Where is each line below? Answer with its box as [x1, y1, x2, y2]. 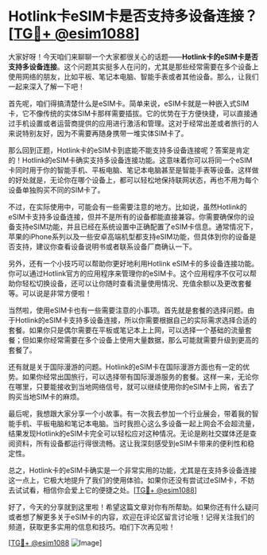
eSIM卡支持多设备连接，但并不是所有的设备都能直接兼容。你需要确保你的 [8, 212, 248, 221]
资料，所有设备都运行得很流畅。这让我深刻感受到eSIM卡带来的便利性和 [14, 438, 248, 448]
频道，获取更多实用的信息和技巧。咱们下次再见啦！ [8, 522, 176, 531]
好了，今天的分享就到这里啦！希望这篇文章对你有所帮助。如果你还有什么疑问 [8, 502, 259, 511]
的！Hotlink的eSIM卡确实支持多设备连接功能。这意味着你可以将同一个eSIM [8, 155, 253, 165]
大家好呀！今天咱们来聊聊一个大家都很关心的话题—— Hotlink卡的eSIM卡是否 [8, 52, 259, 61]
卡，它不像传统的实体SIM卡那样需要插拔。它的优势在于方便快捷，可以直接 [8, 108, 251, 118]
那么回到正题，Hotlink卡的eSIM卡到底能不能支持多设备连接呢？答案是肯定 [8, 145, 250, 155]
